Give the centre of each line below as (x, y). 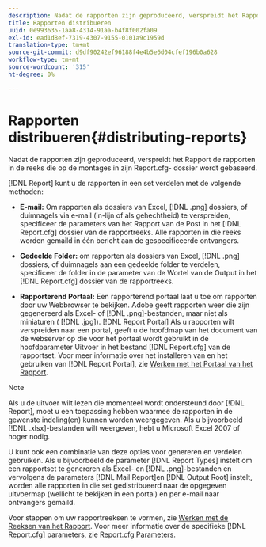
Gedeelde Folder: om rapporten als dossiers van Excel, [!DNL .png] (129, 256)
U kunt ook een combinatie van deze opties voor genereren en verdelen (125, 451)
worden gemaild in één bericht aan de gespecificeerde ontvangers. (129, 240)
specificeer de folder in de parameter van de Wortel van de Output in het (138, 272)
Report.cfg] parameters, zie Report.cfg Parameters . (92, 534)
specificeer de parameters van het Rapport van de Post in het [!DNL (130, 223)
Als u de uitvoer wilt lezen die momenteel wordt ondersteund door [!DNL (126, 403)
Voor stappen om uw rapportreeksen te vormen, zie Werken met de (118, 517)
